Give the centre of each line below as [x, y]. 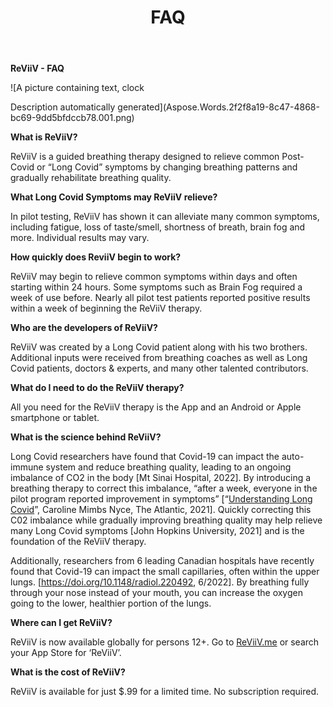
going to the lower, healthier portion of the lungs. [111, 603]
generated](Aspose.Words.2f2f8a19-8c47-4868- [218, 107]
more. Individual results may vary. [80, 238]
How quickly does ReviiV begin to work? [96, 257]
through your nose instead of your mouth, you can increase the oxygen [156, 593]
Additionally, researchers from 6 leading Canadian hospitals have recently [162, 561]
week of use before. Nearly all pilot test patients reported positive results [160, 298]
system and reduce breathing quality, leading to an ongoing [168, 467]
